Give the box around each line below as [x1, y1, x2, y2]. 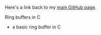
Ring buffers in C [5, 14, 41, 20]
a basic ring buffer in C [12, 24, 61, 30]
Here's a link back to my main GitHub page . [5, 5, 97, 10]
